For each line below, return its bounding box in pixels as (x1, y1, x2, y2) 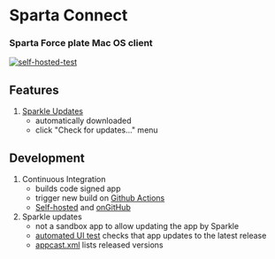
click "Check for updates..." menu (34, 125, 158, 135)
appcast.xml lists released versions (34, 240, 164, 250)
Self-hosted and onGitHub (34, 202, 131, 213)
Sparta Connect (9, 5, 128, 26)
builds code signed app (34, 183, 121, 194)
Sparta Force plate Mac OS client (9, 37, 153, 50)
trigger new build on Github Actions (34, 193, 165, 203)
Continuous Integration (21, 174, 106, 185)
